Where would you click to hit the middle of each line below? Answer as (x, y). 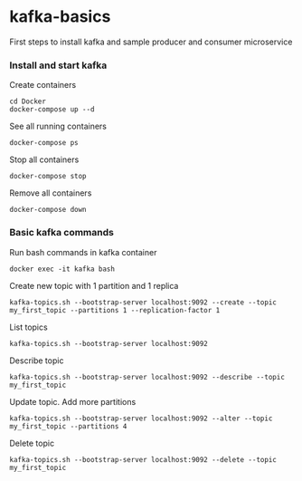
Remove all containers (51, 193)
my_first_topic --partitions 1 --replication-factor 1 (115, 310)
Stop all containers (44, 159)
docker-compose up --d (52, 110)
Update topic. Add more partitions (73, 401)
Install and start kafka (58, 65)
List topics (28, 327)
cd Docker (28, 101)
